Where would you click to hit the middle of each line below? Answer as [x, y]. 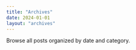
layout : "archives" [31, 23]
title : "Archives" [29, 12]
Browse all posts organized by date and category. [68, 41]
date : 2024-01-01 [28, 18]
